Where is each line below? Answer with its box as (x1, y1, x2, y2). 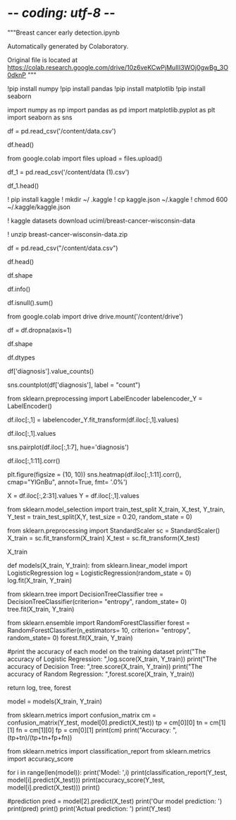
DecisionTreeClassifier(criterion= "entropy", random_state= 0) (7, 597, 187, 605)
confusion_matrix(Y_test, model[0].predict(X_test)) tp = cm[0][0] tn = (7, 718, 209, 727)
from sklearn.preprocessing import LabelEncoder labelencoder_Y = (7, 394, 203, 403)
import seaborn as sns (7, 113, 73, 121)
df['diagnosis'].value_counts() (7, 367, 94, 375)
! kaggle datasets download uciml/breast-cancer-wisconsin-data (7, 216, 196, 225)
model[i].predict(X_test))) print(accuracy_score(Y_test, (7, 776, 166, 784)
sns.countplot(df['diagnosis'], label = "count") (7, 380, 141, 389)
